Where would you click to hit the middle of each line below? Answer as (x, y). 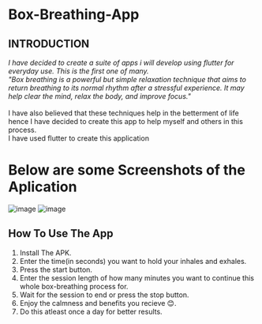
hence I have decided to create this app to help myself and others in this (125, 121)
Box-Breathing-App (74, 15)
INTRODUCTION (49, 44)
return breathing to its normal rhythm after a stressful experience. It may (126, 88)
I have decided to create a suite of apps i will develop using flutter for (121, 62)
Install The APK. (45, 252)
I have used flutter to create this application (79, 138)
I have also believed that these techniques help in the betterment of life (124, 113)
